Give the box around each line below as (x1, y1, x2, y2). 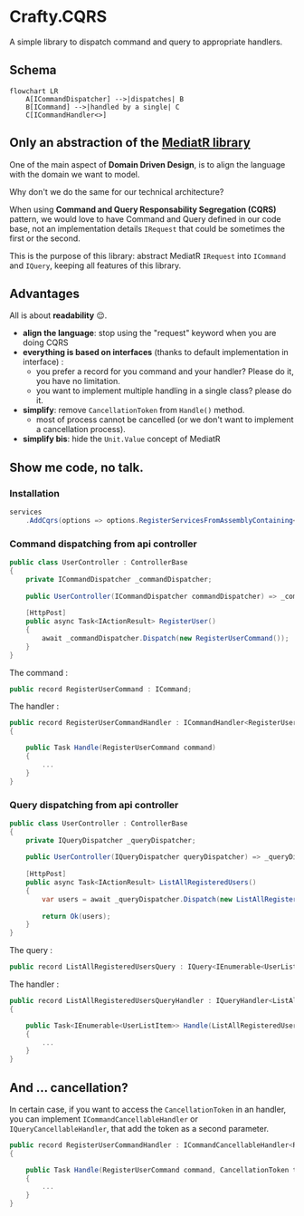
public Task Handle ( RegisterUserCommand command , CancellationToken (25, 1165, 290, 1174)
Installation (9, 487, 61, 499)
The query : (9, 945, 52, 956)
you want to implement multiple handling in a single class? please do (35, 385, 292, 396)
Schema (9, 63, 57, 78)
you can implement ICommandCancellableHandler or (9, 1113, 199, 1124)
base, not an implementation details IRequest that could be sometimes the (9, 223, 285, 234)
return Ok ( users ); (42, 912, 111, 921)
